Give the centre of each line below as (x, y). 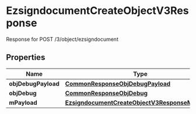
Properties (26, 57)
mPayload (23, 102)
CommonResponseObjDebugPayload (118, 84)
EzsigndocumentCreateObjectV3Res (97, 11)
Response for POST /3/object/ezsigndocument (62, 39)
